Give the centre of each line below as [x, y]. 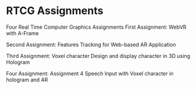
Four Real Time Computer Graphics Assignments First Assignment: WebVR [96, 27]
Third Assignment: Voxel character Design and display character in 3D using [98, 56]
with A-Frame [23, 33]
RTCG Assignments [55, 11]
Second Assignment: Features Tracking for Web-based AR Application [91, 44]
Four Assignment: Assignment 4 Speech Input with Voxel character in [90, 73]
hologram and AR [27, 80]
